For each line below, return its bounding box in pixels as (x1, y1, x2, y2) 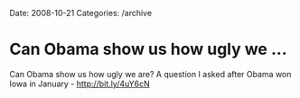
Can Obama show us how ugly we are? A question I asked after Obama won (9, 68, 292, 79)
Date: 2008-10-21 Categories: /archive (9, 8, 152, 18)
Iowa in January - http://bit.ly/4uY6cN (9, 78, 151, 89)
